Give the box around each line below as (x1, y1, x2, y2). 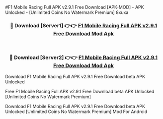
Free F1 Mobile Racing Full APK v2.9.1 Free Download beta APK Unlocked (5, 88, 155, 94)
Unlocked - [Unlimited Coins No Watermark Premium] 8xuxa (5, 9, 129, 15)
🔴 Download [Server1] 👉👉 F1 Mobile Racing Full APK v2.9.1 (9, 22, 158, 29)
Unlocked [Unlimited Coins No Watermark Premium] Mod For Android (5, 109, 148, 115)
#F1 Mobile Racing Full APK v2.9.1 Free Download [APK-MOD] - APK (5, 4, 144, 10)
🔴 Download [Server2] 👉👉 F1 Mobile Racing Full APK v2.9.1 (9, 54, 158, 61)
